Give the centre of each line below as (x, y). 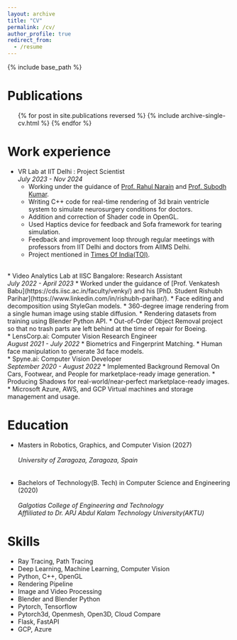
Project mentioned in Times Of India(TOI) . (89, 254)
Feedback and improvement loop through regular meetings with (121, 239)
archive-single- (203, 115)
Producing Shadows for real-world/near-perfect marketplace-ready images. (118, 381)
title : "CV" (25, 21)
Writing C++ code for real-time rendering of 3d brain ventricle (118, 201)
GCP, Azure (34, 629)
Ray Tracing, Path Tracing (55, 561)
